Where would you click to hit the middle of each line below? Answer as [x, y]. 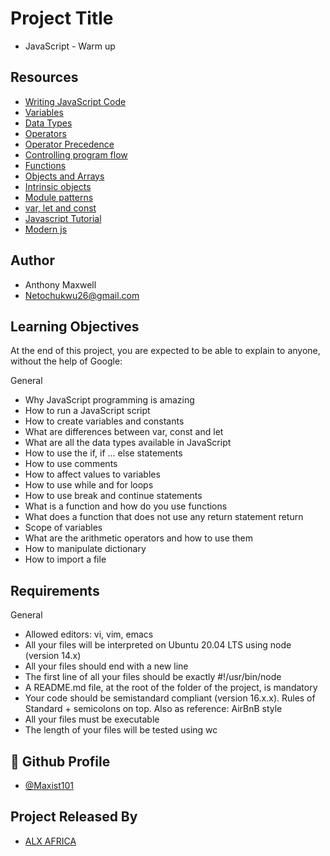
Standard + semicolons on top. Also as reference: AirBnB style [153, 709]
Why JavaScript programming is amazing [109, 400]
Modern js [46, 229]
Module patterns [59, 197]
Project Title [62, 18]
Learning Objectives [75, 326]
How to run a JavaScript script [87, 411]
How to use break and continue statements [113, 496]
